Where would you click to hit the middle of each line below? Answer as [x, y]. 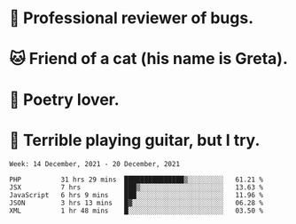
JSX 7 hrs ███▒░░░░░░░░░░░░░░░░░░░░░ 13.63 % [136, 187]
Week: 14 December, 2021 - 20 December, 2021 [94, 164]
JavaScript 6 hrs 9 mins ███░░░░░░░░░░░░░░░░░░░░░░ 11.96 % [136, 195]
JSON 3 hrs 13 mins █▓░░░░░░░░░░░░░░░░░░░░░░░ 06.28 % [136, 203]
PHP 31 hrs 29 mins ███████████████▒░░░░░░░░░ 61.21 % [136, 180]
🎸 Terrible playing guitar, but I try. [135, 140]
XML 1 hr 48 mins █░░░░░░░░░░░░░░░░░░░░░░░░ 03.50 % [136, 211]
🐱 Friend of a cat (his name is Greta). [148, 59]
